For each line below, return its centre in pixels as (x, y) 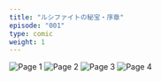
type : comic (31, 33)
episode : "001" (37, 26)
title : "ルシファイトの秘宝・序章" (67, 17)
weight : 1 (27, 42)
